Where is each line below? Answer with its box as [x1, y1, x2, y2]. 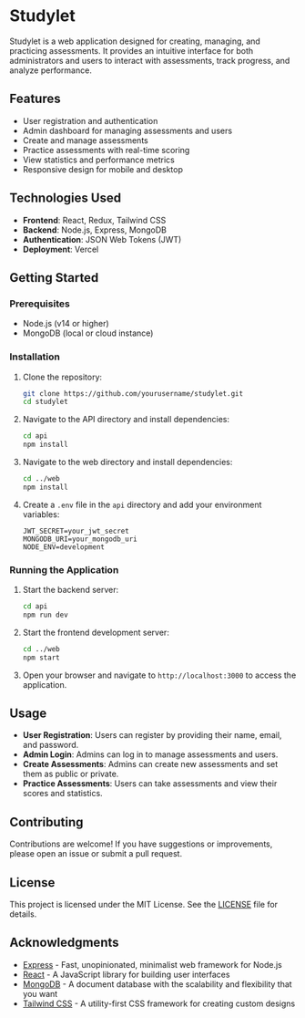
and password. [22, 740, 79, 751]
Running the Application [9, 563, 119, 576]
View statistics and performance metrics [22, 154, 175, 165]
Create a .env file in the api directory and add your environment [22, 499, 262, 510]
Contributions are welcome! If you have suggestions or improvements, [9, 838, 273, 849]
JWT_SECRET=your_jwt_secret [22, 526, 129, 535]
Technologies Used [9, 191, 121, 206]
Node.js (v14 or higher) [22, 318, 109, 329]
